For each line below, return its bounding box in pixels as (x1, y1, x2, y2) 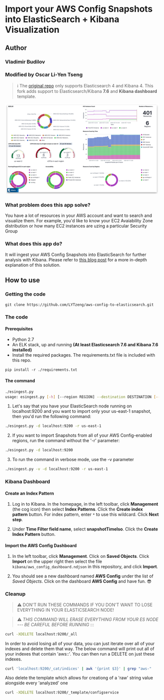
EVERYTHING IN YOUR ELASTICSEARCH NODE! (17, 607, 114, 613)
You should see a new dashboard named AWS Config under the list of (12, 573, 154, 579)
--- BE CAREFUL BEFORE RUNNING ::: (17, 621, 94, 627)
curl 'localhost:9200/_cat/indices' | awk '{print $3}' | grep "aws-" (5, 666, 152, 671)
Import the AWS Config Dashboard (5, 542, 77, 548)
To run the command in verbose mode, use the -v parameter (12, 457, 134, 463)
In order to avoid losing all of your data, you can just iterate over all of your (5, 640, 155, 646)
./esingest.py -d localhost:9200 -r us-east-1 (5, 424, 102, 428)
